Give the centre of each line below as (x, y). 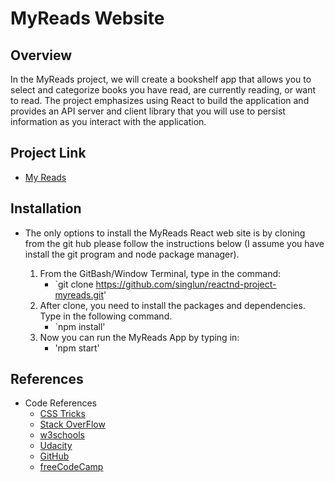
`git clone (74, 284)
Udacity (56, 446)
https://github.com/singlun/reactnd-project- (186, 284)
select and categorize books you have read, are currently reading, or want (163, 90)
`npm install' (80, 326)
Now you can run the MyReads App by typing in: (139, 337)
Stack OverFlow (72, 424)
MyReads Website (87, 18)
